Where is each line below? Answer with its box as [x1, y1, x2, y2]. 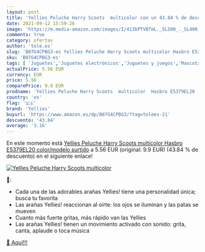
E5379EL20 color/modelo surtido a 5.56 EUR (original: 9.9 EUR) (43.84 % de [6, 146, 198, 154]
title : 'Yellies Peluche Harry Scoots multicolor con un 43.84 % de [6, 15, 187, 21]
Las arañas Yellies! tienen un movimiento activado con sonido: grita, [15, 221, 186, 228]
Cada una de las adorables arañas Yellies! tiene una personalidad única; [15, 188, 196, 196]
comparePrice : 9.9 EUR [6, 83, 64, 89]
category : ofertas [6, 37, 53, 43]
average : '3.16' [6, 123, 48, 129]
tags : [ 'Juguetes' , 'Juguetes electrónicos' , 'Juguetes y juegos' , [6, 60, 179, 66]
